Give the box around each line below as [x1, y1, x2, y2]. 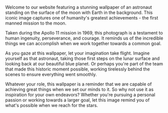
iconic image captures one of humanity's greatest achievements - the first [5, 15, 158, 20]
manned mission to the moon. [5, 20, 67, 26]
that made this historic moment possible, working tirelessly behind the [5, 66, 150, 72]
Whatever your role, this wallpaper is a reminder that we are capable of [5, 81, 152, 87]
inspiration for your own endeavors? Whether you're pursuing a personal [5, 92, 155, 97]
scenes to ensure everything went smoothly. [5, 71, 97, 77]
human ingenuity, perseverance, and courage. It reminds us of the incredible [5, 35, 163, 41]
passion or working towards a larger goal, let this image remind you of [5, 97, 150, 103]
